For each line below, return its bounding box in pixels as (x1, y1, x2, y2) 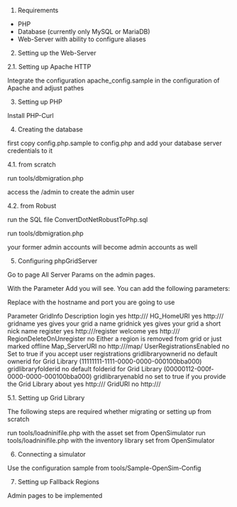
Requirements (17, 6, 59, 14)
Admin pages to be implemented (7, 491, 103, 500)
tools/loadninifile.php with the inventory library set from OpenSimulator (7, 437, 215, 444)
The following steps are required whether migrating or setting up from (7, 407, 211, 415)
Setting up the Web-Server (17, 49, 97, 57)
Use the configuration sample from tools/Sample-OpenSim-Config (7, 464, 202, 472)
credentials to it (7, 146, 53, 155)
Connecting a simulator (17, 450, 87, 458)
